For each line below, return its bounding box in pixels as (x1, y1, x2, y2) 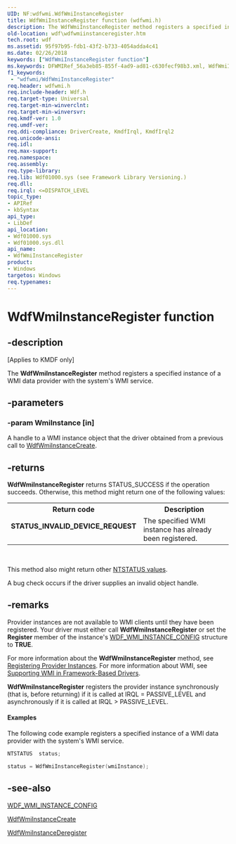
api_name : (7, 245, 37, 253)
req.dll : (7, 180, 33, 187)
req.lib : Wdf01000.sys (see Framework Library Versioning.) (7, 174, 188, 181)
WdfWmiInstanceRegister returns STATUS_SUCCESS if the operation (7, 480, 210, 489)
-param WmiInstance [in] (7, 418, 95, 428)
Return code (52, 504, 95, 514)
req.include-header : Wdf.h (7, 89, 86, 96)
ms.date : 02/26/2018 (7, 50, 68, 57)
